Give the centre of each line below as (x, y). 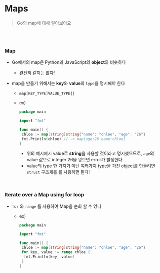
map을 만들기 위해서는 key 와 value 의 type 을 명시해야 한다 (68, 83)
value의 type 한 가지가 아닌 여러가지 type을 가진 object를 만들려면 (91, 166)
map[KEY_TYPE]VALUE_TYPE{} (47, 94)
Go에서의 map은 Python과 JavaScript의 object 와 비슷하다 (69, 62)
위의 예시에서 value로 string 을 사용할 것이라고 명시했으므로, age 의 (90, 153)
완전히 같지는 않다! (37, 73)
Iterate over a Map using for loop (44, 195)
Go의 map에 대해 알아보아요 (44, 23)
